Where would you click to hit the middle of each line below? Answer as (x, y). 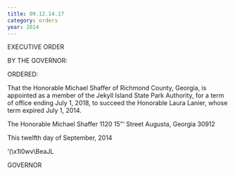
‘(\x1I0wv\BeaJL (31, 152)
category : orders (33, 20)
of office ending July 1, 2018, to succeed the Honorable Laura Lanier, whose (118, 103)
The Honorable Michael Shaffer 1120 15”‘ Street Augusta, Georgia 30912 (112, 124)
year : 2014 (23, 27)
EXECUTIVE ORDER (36, 47)
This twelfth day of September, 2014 (60, 138)
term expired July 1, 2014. (45, 111)
